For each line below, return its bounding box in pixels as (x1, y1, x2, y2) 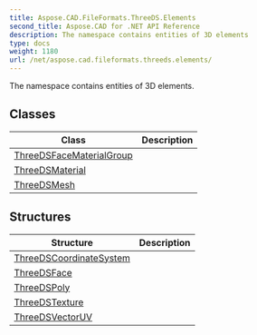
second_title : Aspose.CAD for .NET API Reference (9, 22, 201, 31)
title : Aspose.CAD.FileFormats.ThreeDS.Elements (9, 13, 196, 23)
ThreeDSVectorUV (14, 310, 93, 323)
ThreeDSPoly (14, 281, 71, 293)
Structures (9, 210, 71, 225)
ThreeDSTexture (14, 296, 84, 309)
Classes (9, 106, 56, 123)
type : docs (9, 38, 51, 48)
